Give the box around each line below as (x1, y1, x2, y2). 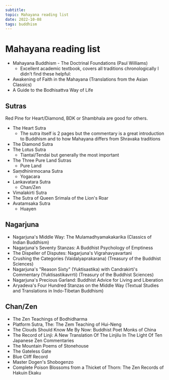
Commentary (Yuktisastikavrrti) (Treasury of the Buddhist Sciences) (12, 272, 154, 278)
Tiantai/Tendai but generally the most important (20, 152, 120, 158)
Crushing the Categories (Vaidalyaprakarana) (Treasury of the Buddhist (12, 255, 161, 261)
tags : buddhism (5, 21, 37, 27)
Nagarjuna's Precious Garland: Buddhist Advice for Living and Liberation (12, 277, 163, 283)
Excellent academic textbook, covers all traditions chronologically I (20, 65, 159, 71)
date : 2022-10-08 (5, 17, 42, 22)
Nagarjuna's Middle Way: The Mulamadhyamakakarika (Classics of (12, 234, 152, 240)
